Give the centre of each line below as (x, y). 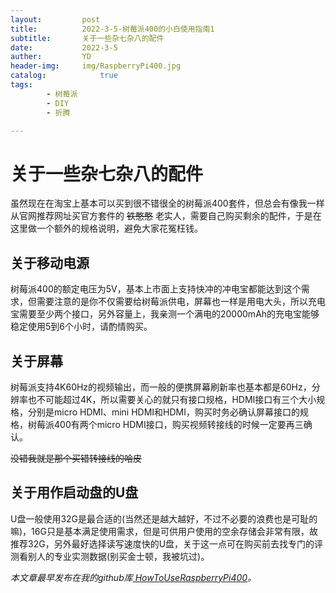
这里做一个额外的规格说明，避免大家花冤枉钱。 (106, 228)
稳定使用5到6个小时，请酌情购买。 (81, 327)
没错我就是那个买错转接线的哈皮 (76, 458)
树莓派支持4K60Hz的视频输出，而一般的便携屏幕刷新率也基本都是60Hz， (161, 387)
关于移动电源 (50, 262)
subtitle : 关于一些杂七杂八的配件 (87, 38)
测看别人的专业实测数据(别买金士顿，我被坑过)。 (110, 556)
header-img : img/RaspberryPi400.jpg (96, 66)
